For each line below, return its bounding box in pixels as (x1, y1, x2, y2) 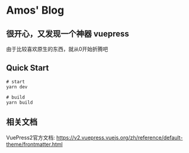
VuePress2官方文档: (6, 134, 55, 141)
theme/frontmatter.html (6, 141, 63, 148)
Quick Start (6, 63, 49, 73)
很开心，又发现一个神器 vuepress (6, 28, 129, 39)
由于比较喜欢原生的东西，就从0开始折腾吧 (6, 46, 108, 52)
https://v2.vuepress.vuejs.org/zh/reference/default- (56, 134, 183, 141)
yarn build (6, 99, 33, 106)
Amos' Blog (6, 4, 65, 17)
